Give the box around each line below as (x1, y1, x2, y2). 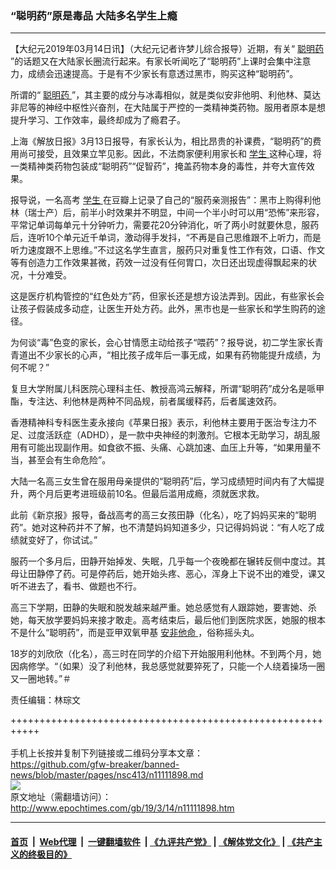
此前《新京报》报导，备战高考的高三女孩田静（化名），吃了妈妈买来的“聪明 (10, 509, 317, 521)
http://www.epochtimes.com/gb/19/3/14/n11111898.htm (10, 802, 235, 814)
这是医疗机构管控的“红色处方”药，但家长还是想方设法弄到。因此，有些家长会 (10, 290, 325, 302)
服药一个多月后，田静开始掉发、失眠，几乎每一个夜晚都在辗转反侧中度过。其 (10, 555, 326, 567)
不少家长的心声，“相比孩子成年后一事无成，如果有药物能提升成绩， (36, 349, 313, 361)
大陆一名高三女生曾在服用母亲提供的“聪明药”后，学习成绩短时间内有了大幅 (10, 475, 317, 487)
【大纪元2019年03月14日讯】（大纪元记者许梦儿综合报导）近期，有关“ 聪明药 (10, 43, 325, 55)
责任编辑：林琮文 (10, 694, 81, 706)
